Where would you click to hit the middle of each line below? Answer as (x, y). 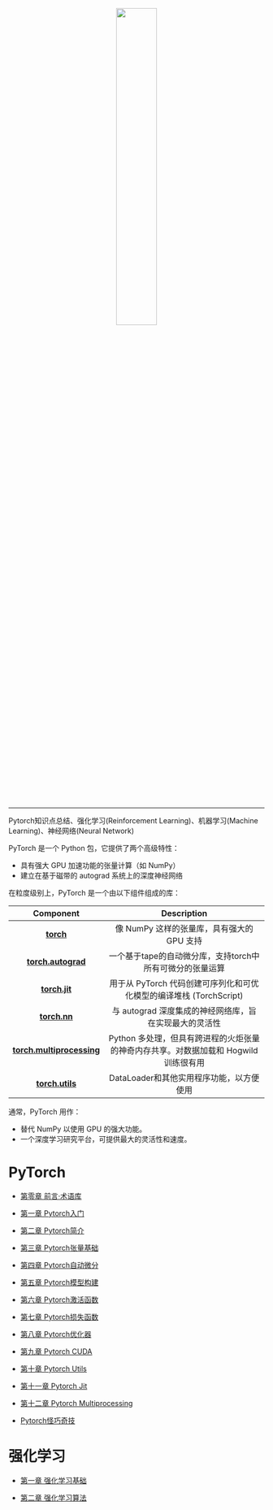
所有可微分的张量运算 (184, 968)
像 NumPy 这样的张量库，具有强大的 (184, 929)
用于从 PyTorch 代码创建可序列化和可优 (184, 983)
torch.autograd (56, 961)
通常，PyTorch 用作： (45, 1112)
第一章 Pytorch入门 (52, 1213)
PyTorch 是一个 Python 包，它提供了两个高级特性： (94, 848)
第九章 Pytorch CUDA (56, 1351)
